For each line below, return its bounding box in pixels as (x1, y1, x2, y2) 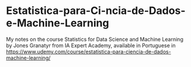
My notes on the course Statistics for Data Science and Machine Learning (6, 36, 184, 43)
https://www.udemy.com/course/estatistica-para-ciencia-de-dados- (6, 48, 171, 55)
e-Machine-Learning (6, 16, 109, 30)
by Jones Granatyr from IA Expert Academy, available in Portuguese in (6, 42, 176, 49)
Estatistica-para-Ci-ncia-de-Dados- (6, 4, 186, 17)
